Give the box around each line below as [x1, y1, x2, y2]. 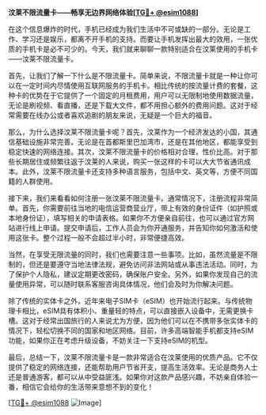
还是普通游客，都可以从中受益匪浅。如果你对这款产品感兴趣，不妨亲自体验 [8, 372, 251, 382]
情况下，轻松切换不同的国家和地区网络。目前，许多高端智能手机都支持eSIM [8, 326, 254, 335]
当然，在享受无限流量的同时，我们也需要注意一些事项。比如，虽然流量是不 [8, 250, 251, 259]
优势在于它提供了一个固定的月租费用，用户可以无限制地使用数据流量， [28, 91, 258, 100]
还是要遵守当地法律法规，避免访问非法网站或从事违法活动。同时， [35, 260, 251, 269]
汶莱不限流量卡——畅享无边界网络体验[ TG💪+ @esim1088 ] [8, 8, 199, 17]
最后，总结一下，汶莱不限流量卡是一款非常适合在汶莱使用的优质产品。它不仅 [8, 353, 258, 362]
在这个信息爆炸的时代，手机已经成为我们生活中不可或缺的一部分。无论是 [8, 25, 244, 34]
